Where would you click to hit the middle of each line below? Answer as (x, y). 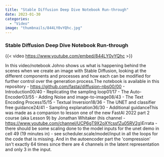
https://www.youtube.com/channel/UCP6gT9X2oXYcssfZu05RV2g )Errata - (81, 123)
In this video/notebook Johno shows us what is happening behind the (76, 66)
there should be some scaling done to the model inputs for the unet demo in (82, 128)
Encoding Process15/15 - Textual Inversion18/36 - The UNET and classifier (81, 102)
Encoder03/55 (20, 97)
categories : (17, 19)
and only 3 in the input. (28, 150)
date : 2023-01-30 (23, 14)
